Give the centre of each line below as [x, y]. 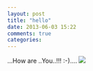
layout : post [26, 14]
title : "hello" [29, 20]
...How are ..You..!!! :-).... [42, 61]
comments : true [29, 33]
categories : [24, 40]
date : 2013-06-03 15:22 [42, 27]
